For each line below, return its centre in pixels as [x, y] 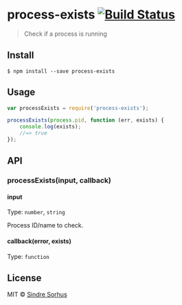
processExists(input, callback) [59, 181]
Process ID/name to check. [45, 225]
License [24, 278]
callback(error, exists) [39, 241]
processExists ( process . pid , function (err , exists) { [86, 120]
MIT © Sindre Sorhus [37, 295]
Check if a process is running [66, 34]
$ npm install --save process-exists [61, 71]
